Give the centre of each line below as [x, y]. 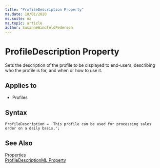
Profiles [20, 97]
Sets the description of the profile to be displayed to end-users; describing [80, 65]
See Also [19, 143]
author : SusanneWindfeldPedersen [39, 28]
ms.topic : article [24, 23]
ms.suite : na [18, 19]
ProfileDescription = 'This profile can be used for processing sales [78, 124]
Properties [16, 155]
